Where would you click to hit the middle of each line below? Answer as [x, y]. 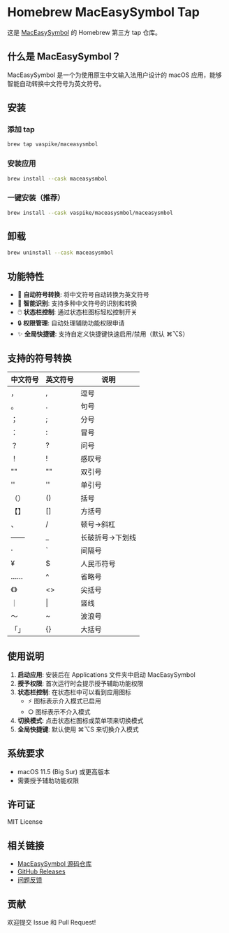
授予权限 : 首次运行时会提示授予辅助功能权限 [80, 683]
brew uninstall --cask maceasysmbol [60, 253]
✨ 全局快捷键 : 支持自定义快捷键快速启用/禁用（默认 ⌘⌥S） [103, 334]
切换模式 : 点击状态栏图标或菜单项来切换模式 [80, 720]
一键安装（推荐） [36, 198]
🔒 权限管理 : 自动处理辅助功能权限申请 [71, 323]
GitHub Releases [41, 871]
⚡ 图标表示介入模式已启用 [64, 701]
